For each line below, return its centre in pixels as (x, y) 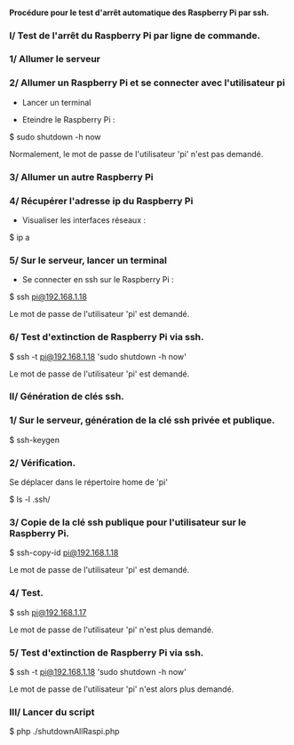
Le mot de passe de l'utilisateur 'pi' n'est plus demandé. (112, 630)
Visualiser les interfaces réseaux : (84, 220)
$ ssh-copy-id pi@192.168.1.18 (64, 553)
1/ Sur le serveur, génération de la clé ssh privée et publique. (142, 420)
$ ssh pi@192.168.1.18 (48, 297)
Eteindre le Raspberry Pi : (68, 119)
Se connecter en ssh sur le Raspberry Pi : (98, 280)
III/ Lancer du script (52, 712)
